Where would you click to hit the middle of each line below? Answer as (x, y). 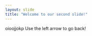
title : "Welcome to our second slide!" (46, 14)
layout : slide (20, 10)
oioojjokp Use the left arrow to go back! (46, 28)
